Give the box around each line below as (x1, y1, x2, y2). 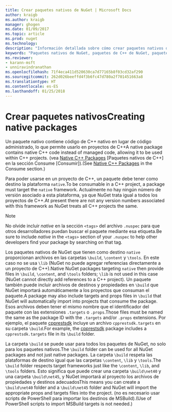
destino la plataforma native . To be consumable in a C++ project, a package (5, 181, 165, 187)
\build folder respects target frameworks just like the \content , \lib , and (5, 363, 160, 369)
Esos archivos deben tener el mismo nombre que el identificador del (5, 304, 149, 310)
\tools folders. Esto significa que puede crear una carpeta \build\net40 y (5, 368, 161, 375)
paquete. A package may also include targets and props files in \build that (5, 293, 162, 299)
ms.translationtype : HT (5, 79, 56, 84)
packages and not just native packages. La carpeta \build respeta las (5, 352, 153, 358)
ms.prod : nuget (5, 36, 38, 42)
